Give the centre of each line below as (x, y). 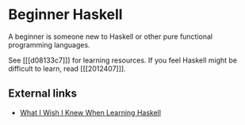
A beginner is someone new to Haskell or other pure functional (111, 36)
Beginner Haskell (65, 15)
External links (43, 94)
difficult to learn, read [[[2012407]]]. (67, 68)
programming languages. (49, 44)
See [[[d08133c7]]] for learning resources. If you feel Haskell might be (123, 60)
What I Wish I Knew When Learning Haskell (90, 112)
